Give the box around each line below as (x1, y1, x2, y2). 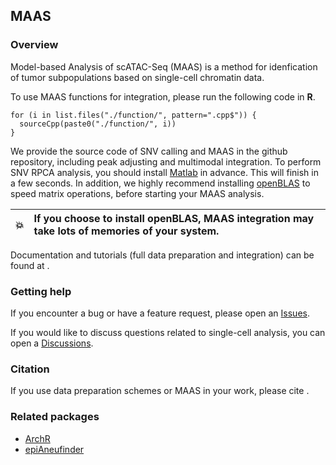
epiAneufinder (24, 443, 85, 455)
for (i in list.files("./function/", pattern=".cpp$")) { (10, 110, 257, 120)
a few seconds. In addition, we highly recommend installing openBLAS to (10, 177, 311, 189)
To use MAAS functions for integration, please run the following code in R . (10, 90, 316, 103)
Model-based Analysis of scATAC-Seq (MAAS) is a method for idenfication (10, 60, 318, 73)
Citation (10, 362, 50, 376)
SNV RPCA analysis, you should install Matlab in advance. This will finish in (10, 166, 319, 178)
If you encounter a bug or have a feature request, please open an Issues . (10, 307, 310, 319)
